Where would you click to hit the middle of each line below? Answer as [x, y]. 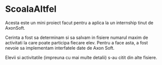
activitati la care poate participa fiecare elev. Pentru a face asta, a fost [77, 42]
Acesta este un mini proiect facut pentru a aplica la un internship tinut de [79, 23]
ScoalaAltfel [31, 9]
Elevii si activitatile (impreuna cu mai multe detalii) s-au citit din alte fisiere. [81, 57]
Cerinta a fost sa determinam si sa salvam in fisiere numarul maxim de [77, 37]
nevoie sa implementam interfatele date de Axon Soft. [60, 48]
